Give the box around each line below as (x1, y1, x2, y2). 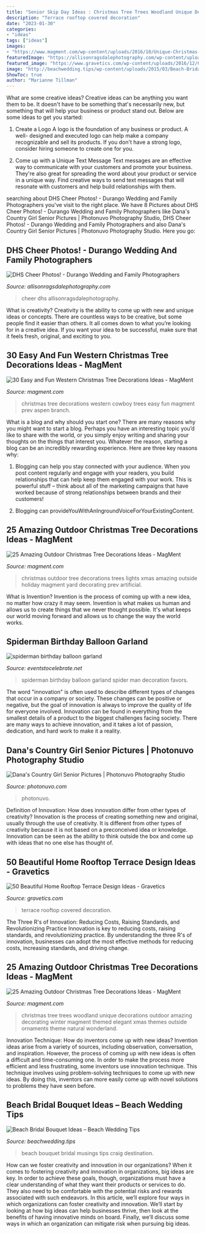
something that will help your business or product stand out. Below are (6, 107, 184, 115)
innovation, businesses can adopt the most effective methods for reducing (6, 938, 193, 945)
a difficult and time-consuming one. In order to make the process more (6, 1056, 184, 1063)
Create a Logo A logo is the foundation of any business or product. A (15, 126, 189, 133)
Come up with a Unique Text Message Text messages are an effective (15, 157, 192, 164)
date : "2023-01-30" (6, 20, 56, 26)
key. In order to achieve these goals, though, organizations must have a (6, 1174, 186, 1182)
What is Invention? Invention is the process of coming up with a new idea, (6, 592, 192, 600)
